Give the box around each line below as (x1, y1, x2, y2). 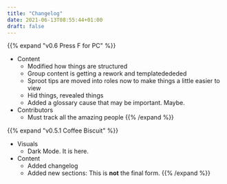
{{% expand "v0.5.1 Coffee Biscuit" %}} (7, 126, 119, 135)
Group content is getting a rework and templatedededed (27, 69, 187, 78)
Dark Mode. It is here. (27, 147, 89, 155)
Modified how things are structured (27, 62, 128, 71)
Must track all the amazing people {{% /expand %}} (27, 113, 174, 122)
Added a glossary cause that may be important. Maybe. (27, 99, 186, 107)
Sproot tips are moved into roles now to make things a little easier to (27, 77, 220, 85)
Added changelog (27, 162, 78, 170)
